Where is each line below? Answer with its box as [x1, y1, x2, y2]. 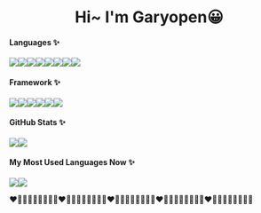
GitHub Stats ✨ [9, 117, 66, 128]
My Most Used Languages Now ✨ [9, 157, 136, 168]
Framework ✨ [9, 76, 60, 87]
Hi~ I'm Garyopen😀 [75, 7, 224, 28]
